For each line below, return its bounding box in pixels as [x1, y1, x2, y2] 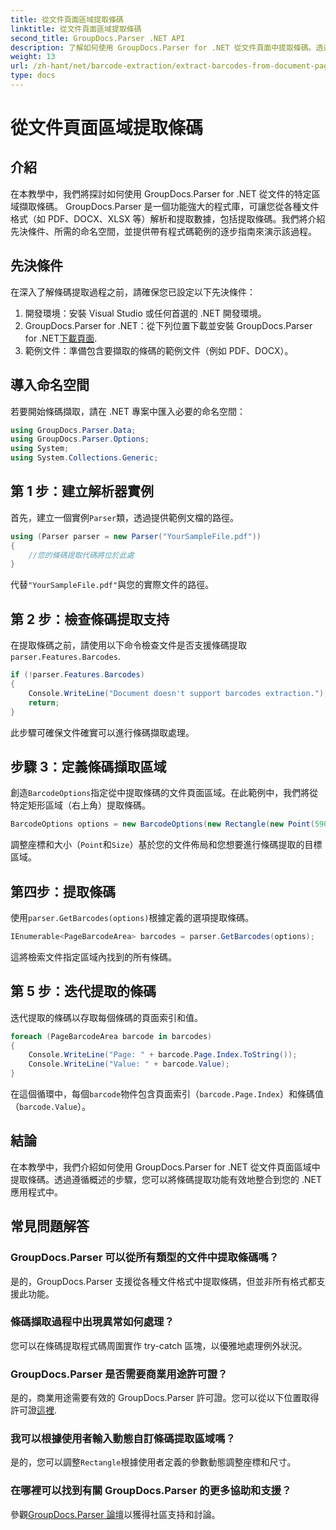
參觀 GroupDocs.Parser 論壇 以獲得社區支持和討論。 [10, 1508, 221, 1520]
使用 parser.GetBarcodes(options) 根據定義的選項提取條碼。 [10, 912, 255, 923]
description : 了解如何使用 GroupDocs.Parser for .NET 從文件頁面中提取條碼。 [10, 42, 317, 53]
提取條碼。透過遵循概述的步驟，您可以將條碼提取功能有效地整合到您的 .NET [10, 1173, 322, 1185]
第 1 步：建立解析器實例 [10, 483, 154, 500]
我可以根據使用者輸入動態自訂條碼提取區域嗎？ [10, 1432, 236, 1446]
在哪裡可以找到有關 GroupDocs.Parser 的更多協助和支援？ [10, 1484, 292, 1498]
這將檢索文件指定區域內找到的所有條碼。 [10, 951, 177, 963]
